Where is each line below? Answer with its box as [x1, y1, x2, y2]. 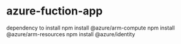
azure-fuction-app [6, 4, 103, 18]
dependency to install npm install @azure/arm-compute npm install [6, 24, 175, 31]
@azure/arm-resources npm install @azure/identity [6, 30, 135, 37]
